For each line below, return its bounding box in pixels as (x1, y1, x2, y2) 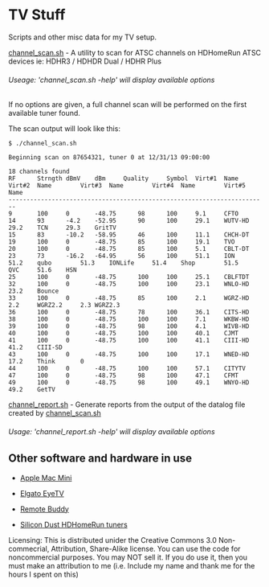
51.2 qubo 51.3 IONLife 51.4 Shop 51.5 (8, 259, 239, 267)
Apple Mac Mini (19, 473, 72, 482)
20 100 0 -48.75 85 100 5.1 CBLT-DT (8, 245, 250, 253)
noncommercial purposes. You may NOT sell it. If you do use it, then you (8, 552, 247, 562)
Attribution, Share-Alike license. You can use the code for (51, 544, 241, 553)
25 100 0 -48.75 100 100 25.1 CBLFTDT (8, 273, 250, 281)
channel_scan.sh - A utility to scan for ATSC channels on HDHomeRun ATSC (8, 47, 262, 57)
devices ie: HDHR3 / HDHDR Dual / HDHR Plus (8, 56, 162, 66)
